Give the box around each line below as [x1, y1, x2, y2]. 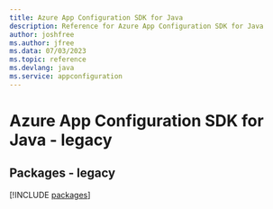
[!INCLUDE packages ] [9, 189, 91, 200]
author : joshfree [9, 30, 75, 39]
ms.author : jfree [9, 38, 75, 48]
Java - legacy [9, 130, 113, 150]
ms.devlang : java [9, 64, 75, 73]
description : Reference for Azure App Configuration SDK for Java [9, 22, 264, 31]
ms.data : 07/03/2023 [9, 47, 87, 56]
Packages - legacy [9, 166, 115, 181]
